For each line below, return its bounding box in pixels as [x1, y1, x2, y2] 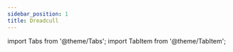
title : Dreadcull [7, 17, 59, 24]
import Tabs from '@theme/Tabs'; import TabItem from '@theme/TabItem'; [7, 36, 227, 45]
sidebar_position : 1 [7, 10, 69, 18]
